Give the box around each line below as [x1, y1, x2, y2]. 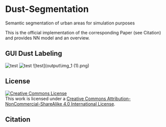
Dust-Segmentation [5, 3, 89, 15]
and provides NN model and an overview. [5, 35, 90, 41]
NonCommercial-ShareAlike [5, 101, 62, 107]
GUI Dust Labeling [5, 49, 62, 58]
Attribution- [107, 96, 131, 102]
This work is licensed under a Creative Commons [5, 96, 106, 102]
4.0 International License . [63, 101, 116, 107]
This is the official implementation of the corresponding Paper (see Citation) [5, 29, 161, 35]
